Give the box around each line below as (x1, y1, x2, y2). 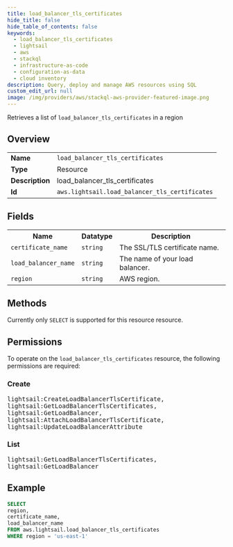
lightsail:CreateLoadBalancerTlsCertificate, (7, 395, 165, 403)
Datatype (81, 231, 113, 240)
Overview (7, 133, 51, 145)
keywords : (7, 29, 36, 37)
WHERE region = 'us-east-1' (7, 533, 89, 540)
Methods (7, 297, 47, 309)
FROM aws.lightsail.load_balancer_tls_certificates (7, 526, 159, 534)
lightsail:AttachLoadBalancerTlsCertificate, (7, 416, 165, 424)
